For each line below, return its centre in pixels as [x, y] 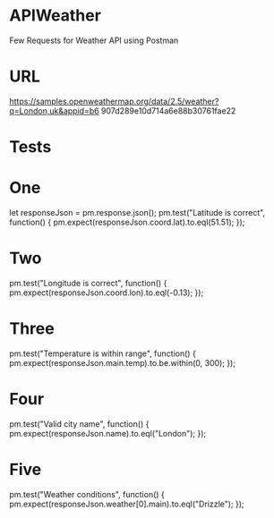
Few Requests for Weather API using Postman [94, 40]
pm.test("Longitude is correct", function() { [88, 283]
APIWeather [55, 16]
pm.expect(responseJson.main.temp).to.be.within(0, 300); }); [122, 362]
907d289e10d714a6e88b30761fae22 [169, 110]
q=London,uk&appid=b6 [55, 110]
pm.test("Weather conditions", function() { [87, 494]
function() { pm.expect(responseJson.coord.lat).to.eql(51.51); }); [127, 222]
